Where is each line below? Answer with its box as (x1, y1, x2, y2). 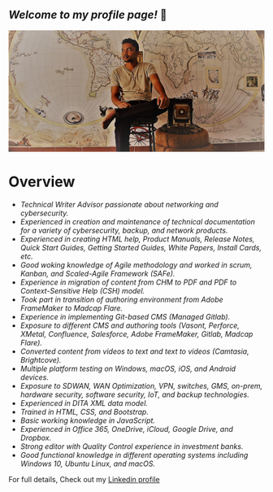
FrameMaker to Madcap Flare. (19, 303, 123, 313)
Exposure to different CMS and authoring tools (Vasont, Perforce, (19, 320, 240, 330)
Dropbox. (19, 433, 52, 443)
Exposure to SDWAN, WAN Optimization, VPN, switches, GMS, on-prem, (19, 381, 263, 391)
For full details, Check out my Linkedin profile (8, 475, 160, 485)
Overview (8, 172, 76, 191)
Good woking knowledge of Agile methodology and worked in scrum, (19, 260, 253, 270)
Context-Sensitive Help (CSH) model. (19, 286, 145, 296)
